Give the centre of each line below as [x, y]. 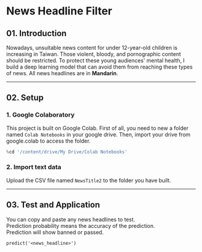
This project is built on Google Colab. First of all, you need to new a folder [97, 128]
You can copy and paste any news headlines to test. [71, 219]
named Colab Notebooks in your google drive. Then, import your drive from [98, 134]
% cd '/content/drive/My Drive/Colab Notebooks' [67, 152]
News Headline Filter [59, 11]
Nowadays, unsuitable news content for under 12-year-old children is [92, 48]
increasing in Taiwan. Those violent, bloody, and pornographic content [94, 54]
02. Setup [25, 98]
